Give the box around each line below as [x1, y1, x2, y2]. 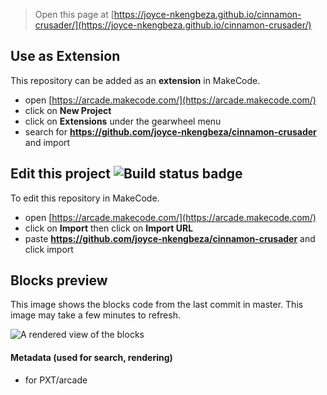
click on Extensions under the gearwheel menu [24, 115, 222, 127]
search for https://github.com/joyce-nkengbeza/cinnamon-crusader [24, 125, 317, 138]
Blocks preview [10, 272, 108, 289]
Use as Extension [10, 48, 121, 65]
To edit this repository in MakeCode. [10, 192, 160, 204]
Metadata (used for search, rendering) [10, 352, 173, 364]
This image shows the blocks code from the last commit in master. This [10, 299, 304, 311]
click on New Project [24, 104, 112, 116]
